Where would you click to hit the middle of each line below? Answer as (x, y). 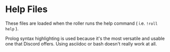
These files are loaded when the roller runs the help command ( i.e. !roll (81, 23)
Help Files (27, 9)
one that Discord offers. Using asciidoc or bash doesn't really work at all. (81, 43)
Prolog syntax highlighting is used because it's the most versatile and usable (85, 38)
